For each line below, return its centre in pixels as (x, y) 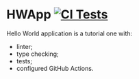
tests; (24, 61)
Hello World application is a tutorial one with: (69, 33)
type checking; (37, 54)
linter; (24, 46)
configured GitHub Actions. (55, 68)
